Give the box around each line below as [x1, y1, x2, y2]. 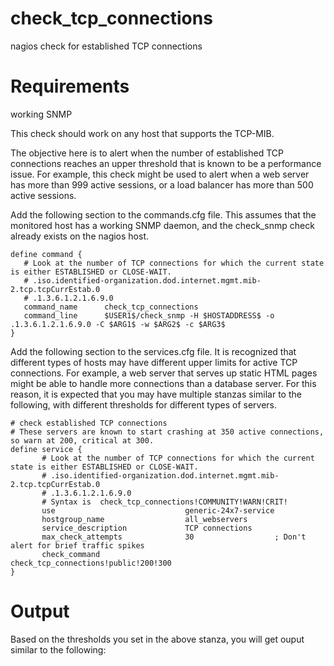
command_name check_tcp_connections [23, 302, 199, 312]
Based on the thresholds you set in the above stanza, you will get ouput [10, 633, 305, 645]
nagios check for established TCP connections [10, 40, 203, 52]
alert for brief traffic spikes [10, 540, 145, 551]
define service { [10, 444, 83, 454]
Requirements [10, 75, 130, 98]
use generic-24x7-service [41, 505, 275, 516]
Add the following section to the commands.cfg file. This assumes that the [10, 208, 317, 221]
